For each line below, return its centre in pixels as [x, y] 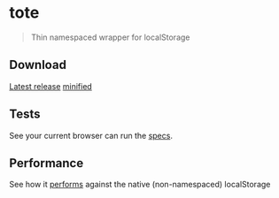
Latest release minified [51, 86]
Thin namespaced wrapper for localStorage [110, 37]
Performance [46, 163]
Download [38, 65]
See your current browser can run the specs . [91, 135]
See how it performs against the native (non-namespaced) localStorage [140, 185]
